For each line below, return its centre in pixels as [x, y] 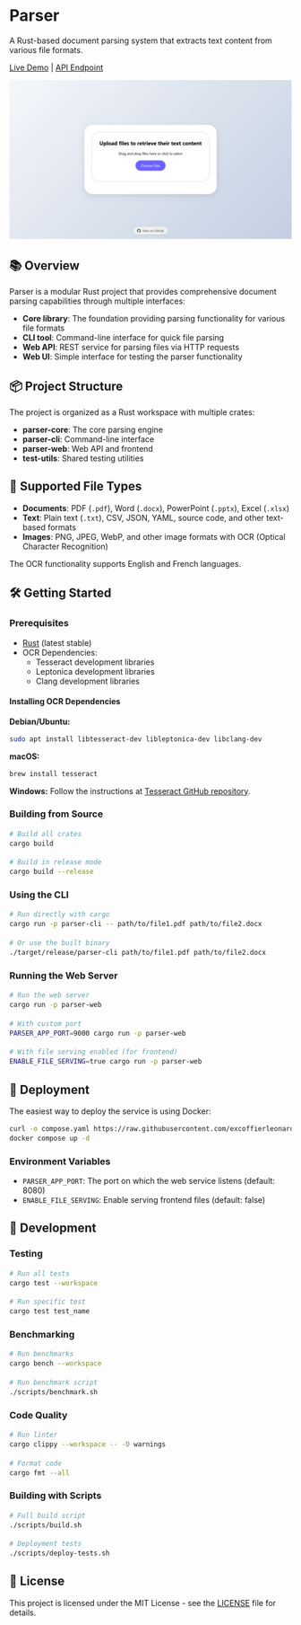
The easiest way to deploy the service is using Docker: [111, 1111]
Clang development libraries [88, 681]
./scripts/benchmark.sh [54, 1392]
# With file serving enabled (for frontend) [94, 1052]
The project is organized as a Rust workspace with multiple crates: [132, 412]
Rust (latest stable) [57, 642]
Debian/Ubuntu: [40, 721]
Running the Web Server [64, 976]
